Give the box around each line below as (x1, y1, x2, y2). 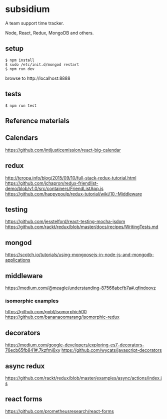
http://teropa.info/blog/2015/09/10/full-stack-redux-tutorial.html (5, 174, 136, 181)
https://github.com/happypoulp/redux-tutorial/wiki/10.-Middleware (5, 190, 142, 196)
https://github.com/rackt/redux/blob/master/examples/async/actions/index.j (5, 375, 162, 381)
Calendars (5, 134, 38, 142)
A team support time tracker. (5, 20, 64, 26)
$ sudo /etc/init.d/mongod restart (5, 62, 79, 67)
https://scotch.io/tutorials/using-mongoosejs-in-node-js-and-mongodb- (5, 252, 154, 258)
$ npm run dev (5, 66, 35, 71)
